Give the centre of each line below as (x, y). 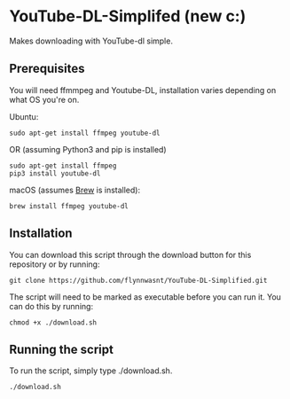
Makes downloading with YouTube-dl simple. (91, 41)
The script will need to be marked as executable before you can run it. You (145, 297)
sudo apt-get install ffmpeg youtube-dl (85, 133)
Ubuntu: (24, 116)
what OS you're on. (44, 99)
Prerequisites (47, 69)
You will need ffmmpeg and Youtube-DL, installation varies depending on (143, 90)
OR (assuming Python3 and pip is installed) (88, 149)
